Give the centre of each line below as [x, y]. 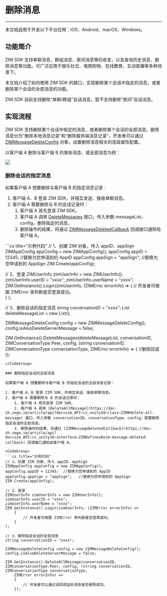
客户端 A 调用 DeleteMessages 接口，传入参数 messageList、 [83, 217]
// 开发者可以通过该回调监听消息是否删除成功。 [65, 585]
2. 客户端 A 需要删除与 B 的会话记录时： [43, 398]
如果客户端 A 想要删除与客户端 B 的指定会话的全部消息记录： [60, 383]
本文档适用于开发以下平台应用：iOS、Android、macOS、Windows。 [75, 29]
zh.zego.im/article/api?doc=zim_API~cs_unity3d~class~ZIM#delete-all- [80, 413]
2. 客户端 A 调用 [30, 408]
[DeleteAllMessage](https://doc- [83, 408]
